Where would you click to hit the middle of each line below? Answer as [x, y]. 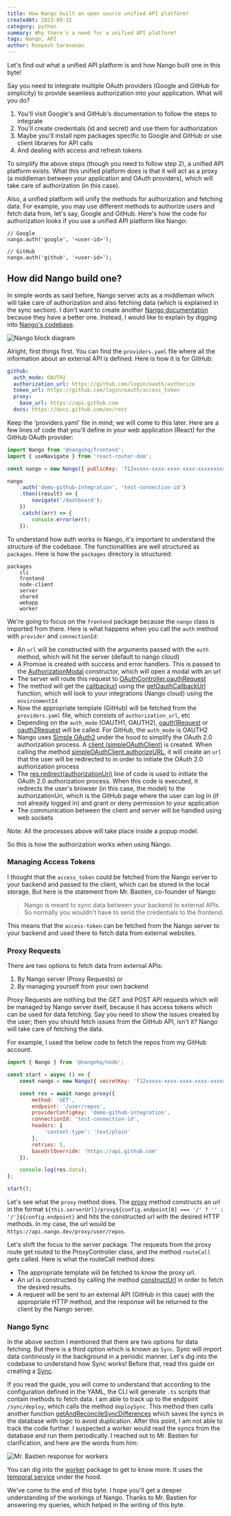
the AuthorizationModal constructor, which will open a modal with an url [119, 671]
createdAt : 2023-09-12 [40, 20]
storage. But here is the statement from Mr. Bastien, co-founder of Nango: [112, 892]
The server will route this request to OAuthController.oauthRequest [111, 678]
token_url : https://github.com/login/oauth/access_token [97, 390]
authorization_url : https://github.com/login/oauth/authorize [104, 384]
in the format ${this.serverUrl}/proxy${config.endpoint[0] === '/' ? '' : [115, 1210]
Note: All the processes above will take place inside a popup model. [103, 831]
